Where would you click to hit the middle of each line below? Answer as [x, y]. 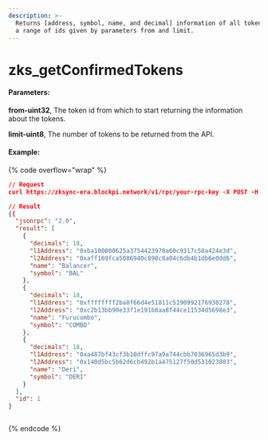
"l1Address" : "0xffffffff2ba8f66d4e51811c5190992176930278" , [133, 303]
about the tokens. [37, 118]
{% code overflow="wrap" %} [58, 170]
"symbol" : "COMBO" [60, 325]
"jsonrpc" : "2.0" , [46, 221]
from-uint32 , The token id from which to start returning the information [126, 110]
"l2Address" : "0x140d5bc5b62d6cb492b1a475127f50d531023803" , [133, 362]
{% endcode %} [35, 429]
